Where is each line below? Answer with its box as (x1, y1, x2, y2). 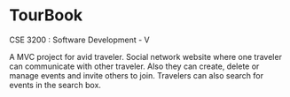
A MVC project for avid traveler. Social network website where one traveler (9, 51, 282, 62)
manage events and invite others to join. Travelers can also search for (9, 70, 264, 80)
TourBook (9, 5, 83, 26)
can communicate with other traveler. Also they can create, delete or (9, 61, 260, 71)
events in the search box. (9, 79, 102, 90)
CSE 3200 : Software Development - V (9, 34, 150, 45)
